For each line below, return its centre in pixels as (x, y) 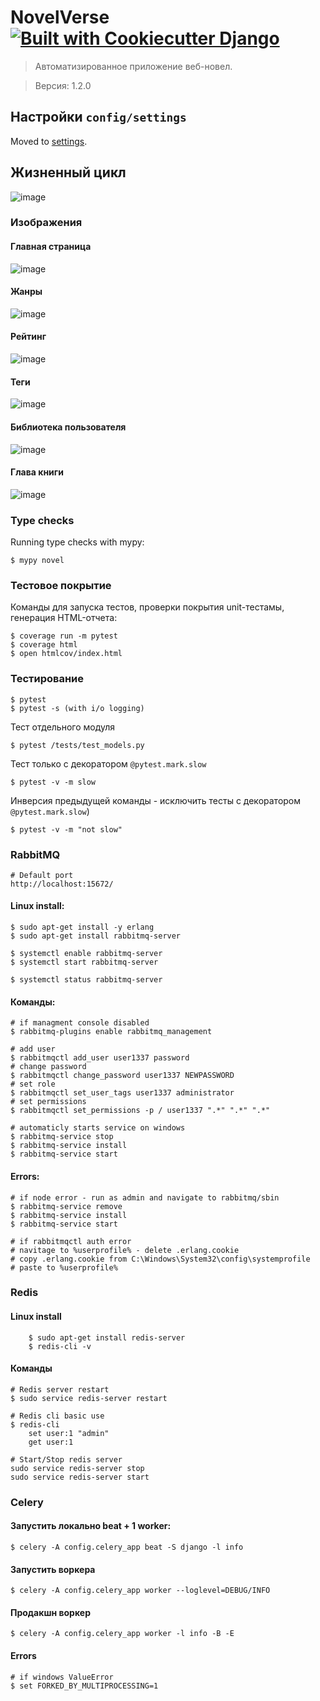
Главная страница (51, 247)
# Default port (42, 875)
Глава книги (37, 472)
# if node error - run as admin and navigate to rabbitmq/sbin (145, 1197)
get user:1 (51, 1442)
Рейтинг (28, 337)
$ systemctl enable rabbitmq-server (86, 954)
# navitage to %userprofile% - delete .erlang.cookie (125, 1250)
